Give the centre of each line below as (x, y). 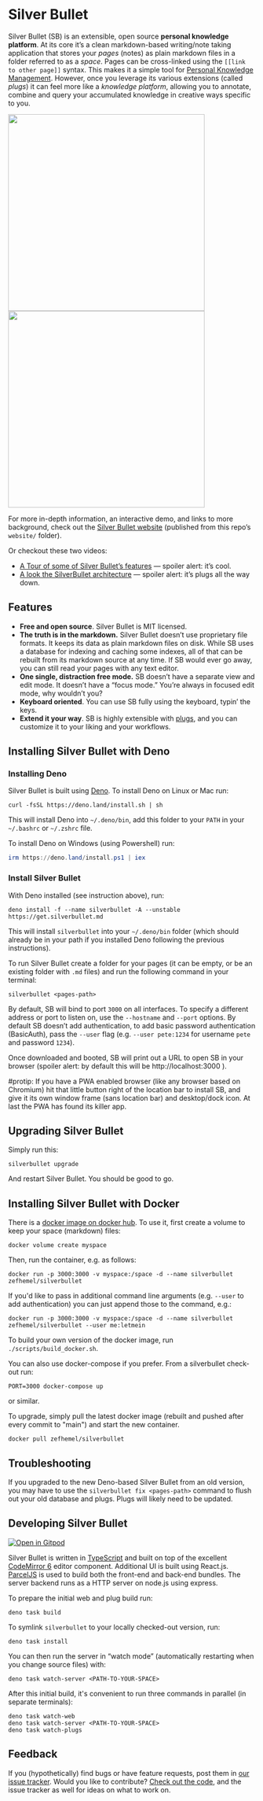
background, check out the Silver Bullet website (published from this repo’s (130, 527)
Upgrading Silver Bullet (66, 1131)
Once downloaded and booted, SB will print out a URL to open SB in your (126, 1057)
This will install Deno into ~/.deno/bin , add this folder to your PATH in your (126, 820)
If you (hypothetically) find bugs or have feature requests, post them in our (129, 1773)
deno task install (38, 1641)
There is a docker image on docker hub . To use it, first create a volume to (127, 1223)
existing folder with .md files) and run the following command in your (119, 971)
